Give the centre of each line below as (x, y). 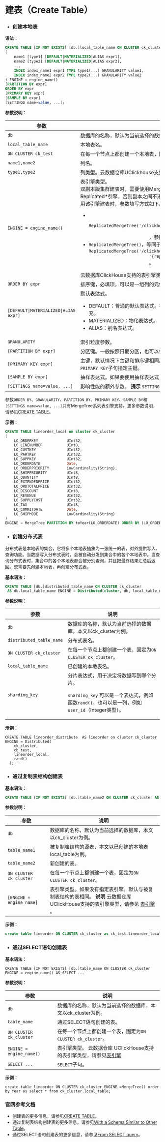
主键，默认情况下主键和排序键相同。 (122, 361)
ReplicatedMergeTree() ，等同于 (125, 244)
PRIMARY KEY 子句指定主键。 (111, 368)
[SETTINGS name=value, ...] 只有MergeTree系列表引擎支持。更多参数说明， (81, 405)
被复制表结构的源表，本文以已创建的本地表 (99, 847)
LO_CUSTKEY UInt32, (48, 450)
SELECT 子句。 (72, 1064)
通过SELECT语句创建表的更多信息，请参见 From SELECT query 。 (77, 1134)
